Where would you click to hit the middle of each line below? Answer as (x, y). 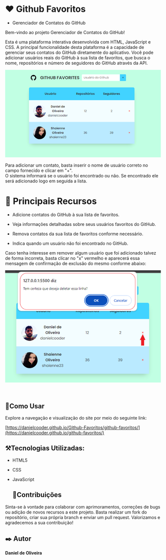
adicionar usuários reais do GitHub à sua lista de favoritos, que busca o (78, 57)
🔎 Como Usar (25, 406)
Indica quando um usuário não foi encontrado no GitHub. (70, 244)
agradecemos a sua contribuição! (39, 522)
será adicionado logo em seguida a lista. (46, 181)
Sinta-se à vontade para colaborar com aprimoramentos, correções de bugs (83, 507)
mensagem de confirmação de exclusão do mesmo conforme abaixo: (76, 263)
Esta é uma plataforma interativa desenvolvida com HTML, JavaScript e (78, 42)
